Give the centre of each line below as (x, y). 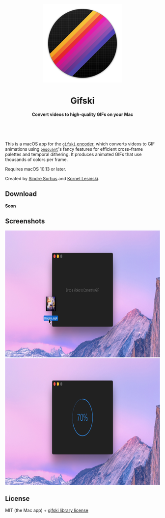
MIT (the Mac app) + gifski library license (47, 510)
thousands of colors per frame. (36, 159)
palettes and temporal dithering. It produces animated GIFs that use (73, 154)
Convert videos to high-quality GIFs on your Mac (82, 114)
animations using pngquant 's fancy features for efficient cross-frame (74, 149)
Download (21, 194)
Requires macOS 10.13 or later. (36, 169)
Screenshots (25, 221)
